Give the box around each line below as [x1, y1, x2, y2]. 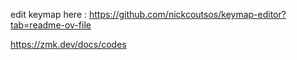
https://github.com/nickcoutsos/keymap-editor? [88, 9, 287, 20]
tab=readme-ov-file [10, 19, 92, 31]
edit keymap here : [10, 9, 88, 20]
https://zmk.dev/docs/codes [10, 39, 127, 50]
